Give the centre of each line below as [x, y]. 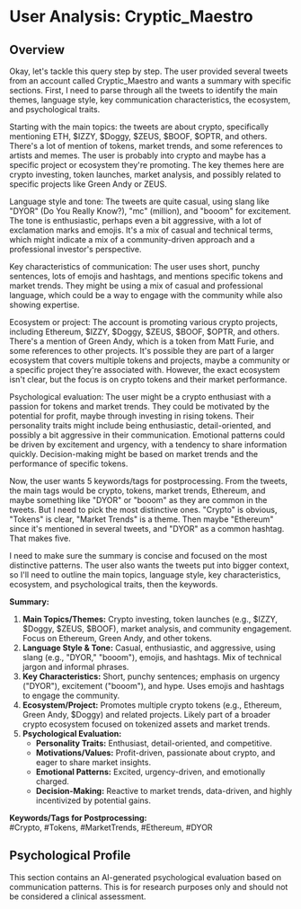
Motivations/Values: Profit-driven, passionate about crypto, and [155, 753]
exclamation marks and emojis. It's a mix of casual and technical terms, [142, 230]
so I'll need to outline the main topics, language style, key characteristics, [145, 575]
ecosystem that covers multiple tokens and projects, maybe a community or [150, 360]
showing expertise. [44, 304]
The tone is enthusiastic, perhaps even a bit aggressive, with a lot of [136, 221]
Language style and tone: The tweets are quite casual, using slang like [139, 201]
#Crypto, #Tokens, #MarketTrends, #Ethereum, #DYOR [111, 827]
